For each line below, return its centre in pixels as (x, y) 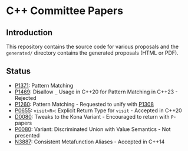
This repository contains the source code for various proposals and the (92, 46)
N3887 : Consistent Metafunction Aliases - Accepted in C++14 (90, 142)
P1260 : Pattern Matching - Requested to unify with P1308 (84, 104)
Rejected (25, 98)
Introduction (29, 33)
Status (19, 71)
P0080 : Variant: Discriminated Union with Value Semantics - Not (93, 129)
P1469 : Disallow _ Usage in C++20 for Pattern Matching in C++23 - (96, 92)
